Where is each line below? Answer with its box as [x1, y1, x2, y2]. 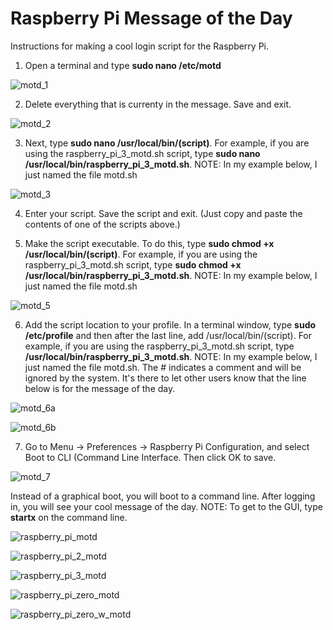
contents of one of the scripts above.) [24, 218, 181, 230]
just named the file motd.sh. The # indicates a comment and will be [24, 361, 302, 373]
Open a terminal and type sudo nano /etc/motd [24, 59, 222, 71]
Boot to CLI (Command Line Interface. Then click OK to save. [24, 451, 277, 463]
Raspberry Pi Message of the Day [10, 7, 293, 30]
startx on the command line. [10, 511, 128, 523]
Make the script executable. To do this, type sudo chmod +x [24, 237, 275, 249]
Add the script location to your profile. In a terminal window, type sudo [24, 318, 317, 331]
